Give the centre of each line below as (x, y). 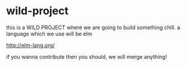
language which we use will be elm (49, 33)
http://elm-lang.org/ (31, 45)
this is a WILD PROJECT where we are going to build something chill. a (93, 27)
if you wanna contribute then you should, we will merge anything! (87, 56)
